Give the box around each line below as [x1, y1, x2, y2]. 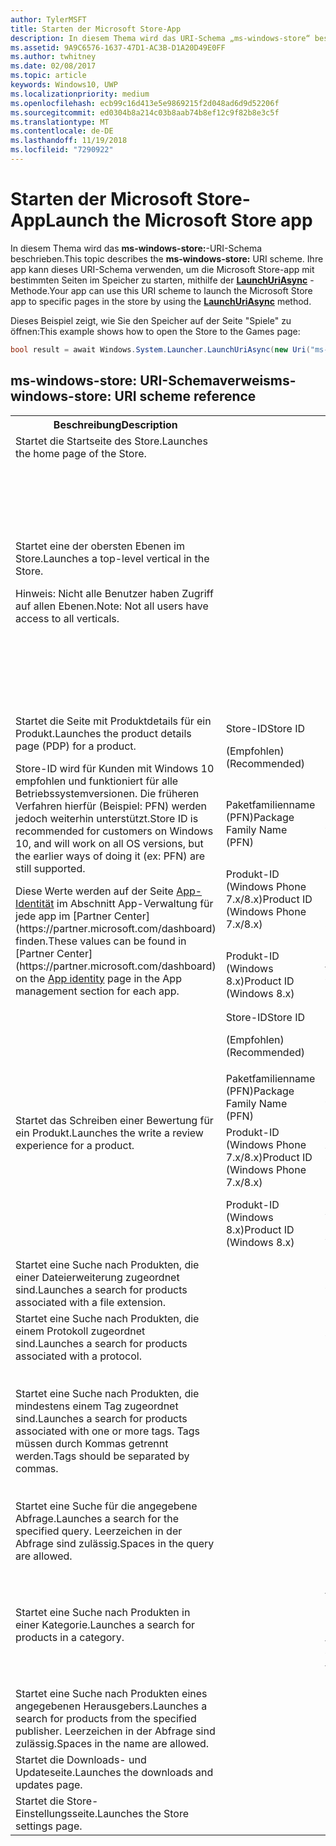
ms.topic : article [10, 71, 87, 81]
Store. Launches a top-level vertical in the [15, 551, 210, 565]
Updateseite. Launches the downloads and [15, 1765, 214, 1779]
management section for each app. [15, 984, 180, 998]
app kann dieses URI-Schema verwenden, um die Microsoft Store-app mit [10, 263, 315, 275]
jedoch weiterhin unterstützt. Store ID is [15, 811, 199, 825]
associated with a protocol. [15, 1349, 142, 1363]
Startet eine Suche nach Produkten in [15, 1605, 191, 1619]
